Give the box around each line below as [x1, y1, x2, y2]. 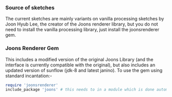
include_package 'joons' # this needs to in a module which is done [5, 87, 155, 92]
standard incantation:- [5, 72, 52, 79]
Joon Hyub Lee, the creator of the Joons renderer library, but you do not [5, 21, 158, 27]
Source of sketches [5, 4, 55, 11]
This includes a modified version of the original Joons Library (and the [5, 56, 154, 62]
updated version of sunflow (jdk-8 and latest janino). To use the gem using [5, 67, 163, 73]
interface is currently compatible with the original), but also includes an [5, 62, 155, 68]
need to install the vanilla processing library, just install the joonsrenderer [5, 27, 160, 33]
